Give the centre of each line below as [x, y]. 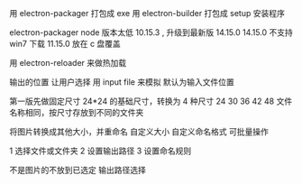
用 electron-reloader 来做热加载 [68, 63]
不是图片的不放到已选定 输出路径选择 [78, 170]
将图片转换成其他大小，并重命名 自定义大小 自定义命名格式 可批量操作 [139, 132]
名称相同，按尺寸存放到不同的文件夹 [77, 112]
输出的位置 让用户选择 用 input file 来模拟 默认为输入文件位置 [122, 82]
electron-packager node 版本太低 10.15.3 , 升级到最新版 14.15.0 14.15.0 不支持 [151, 32]
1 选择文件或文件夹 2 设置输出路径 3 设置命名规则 [101, 151]
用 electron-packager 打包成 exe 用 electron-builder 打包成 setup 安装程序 [147, 13]
